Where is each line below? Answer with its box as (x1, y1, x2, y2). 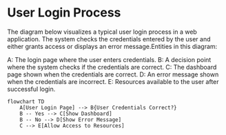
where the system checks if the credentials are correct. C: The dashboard (7, 63, 217, 71)
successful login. (7, 85, 56, 93)
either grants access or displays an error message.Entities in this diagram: (7, 42, 218, 50)
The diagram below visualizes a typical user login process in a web (7, 28, 198, 36)
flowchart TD (7, 98, 45, 105)
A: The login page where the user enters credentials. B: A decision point (7, 55, 212, 63)
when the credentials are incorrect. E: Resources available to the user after (7, 77, 219, 85)
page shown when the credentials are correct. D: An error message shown (7, 70, 219, 79)
